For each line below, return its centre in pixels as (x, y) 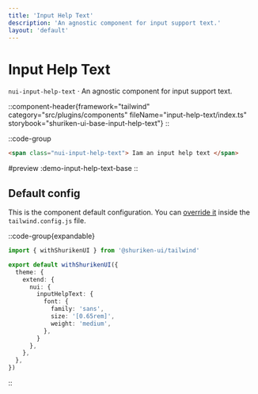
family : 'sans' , (77, 309)
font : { (56, 301)
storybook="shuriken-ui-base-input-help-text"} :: (89, 123)
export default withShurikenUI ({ (63, 265)
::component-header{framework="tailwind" (79, 107)
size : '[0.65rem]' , (82, 316)
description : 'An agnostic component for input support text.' (115, 23)
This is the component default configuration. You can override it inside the (129, 212)
